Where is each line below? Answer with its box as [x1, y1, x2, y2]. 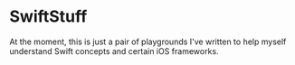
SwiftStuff [9, 6, 88, 27]
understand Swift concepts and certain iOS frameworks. [9, 45, 219, 56]
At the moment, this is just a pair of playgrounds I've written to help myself [9, 36, 287, 47]
